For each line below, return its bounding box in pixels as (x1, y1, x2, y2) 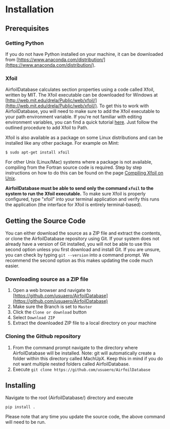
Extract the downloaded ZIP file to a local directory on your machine (12, 320, 157, 326)
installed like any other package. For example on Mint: (5, 140, 119, 146)
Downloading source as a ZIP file (5, 276, 89, 283)
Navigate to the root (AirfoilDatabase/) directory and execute (5, 395, 134, 401)
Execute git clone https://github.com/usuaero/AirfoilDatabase (12, 366, 151, 373)
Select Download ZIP (12, 315, 55, 321)
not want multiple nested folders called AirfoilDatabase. (12, 361, 130, 367)
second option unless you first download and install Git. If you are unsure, (5, 246, 161, 252)
